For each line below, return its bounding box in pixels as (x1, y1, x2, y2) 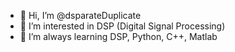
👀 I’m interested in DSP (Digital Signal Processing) (19, 20, 226, 32)
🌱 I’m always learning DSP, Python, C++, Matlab (19, 31, 218, 42)
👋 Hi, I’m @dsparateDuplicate (19, 10, 142, 21)
